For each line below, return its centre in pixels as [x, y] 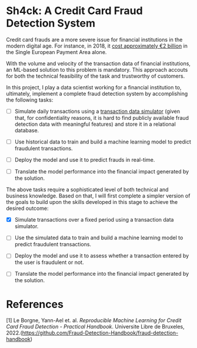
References [35, 304]
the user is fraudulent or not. [49, 262]
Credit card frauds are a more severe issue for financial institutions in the [94, 39]
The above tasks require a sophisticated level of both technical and [87, 190]
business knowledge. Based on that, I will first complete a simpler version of [98, 196]
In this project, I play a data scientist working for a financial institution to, [94, 87]
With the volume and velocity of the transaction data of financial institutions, [98, 63]
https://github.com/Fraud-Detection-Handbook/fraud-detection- [100, 333]
